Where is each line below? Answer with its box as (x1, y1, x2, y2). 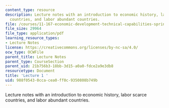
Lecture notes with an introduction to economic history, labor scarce (5, 91, 147, 97)
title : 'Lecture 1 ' (5, 73, 49, 78)
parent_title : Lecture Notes (5, 54, 66, 60)
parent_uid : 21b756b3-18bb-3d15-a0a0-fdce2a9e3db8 (5, 64, 114, 69)
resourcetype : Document (5, 69, 55, 74)
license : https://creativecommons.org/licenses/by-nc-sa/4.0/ (5, 45, 138, 50)
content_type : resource (5, 7, 55, 13)
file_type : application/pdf (5, 31, 64, 36)
